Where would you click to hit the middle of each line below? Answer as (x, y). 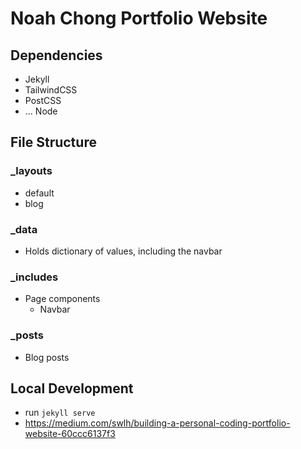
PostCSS (43, 100)
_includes (34, 277)
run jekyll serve (60, 413)
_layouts (31, 171)
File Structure (53, 142)
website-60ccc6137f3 (70, 434)
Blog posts (47, 357)
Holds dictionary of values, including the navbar (123, 251)
